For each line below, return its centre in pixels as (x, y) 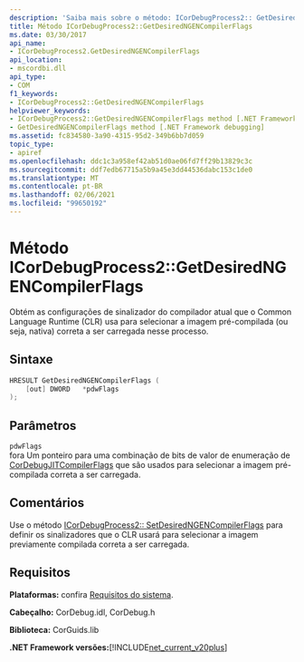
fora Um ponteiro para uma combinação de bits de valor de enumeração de (150, 455)
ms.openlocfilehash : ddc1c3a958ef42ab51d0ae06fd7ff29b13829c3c (131, 161)
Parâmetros (43, 426)
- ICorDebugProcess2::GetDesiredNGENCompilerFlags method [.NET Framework (153, 119)
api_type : (28, 77)
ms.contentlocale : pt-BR (56, 187)
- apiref (26, 152)
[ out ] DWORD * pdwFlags (72, 389)
